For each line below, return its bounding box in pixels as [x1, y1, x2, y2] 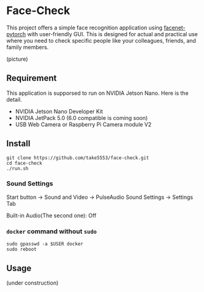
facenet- [164, 24, 186, 31]
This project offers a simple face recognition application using [6, 24, 163, 31]
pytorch [6, 30, 26, 37]
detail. [6, 95, 23, 103]
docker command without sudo [6, 227, 97, 236]
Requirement [6, 73, 57, 83]
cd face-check [6, 160, 43, 166]
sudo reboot [6, 246, 37, 253]
